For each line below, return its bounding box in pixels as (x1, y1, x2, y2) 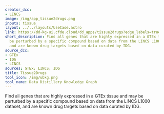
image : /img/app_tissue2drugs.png (5, 16, 76, 21)
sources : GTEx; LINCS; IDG (5, 66, 60, 71)
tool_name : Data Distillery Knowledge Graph (5, 79, 97, 84)
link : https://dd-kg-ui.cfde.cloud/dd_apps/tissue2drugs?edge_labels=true (5, 30, 161, 35)
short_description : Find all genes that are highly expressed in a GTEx (5, 35, 156, 39)
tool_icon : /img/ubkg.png (5, 75, 58, 80)
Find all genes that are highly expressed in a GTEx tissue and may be (5, 93, 143, 99)
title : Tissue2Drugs (5, 71, 47, 76)
